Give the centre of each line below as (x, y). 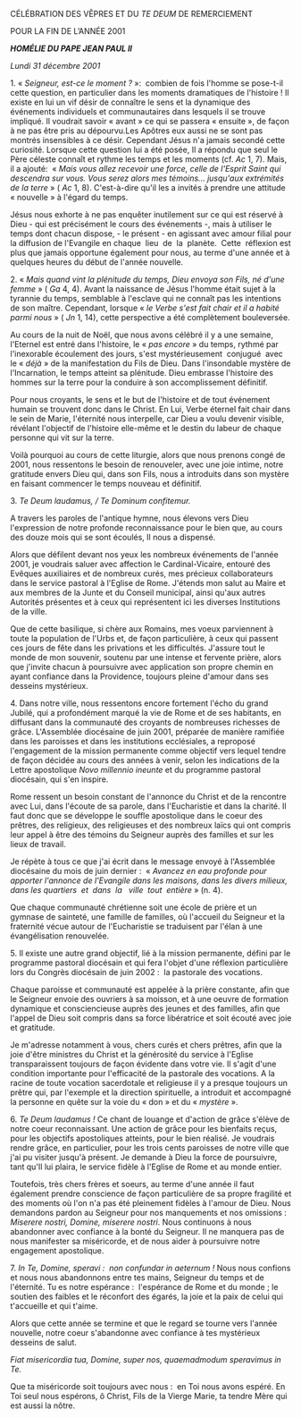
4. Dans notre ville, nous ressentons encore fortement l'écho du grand (139, 703)
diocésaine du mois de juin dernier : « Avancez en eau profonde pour (138, 871)
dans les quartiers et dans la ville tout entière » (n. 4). (117, 890)
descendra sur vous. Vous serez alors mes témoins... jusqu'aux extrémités (147, 178)
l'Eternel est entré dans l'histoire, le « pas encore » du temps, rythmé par (145, 344)
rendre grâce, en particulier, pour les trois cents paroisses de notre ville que (150, 1148)
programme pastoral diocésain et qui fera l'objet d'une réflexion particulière (149, 963)
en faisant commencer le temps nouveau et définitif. (106, 484)
